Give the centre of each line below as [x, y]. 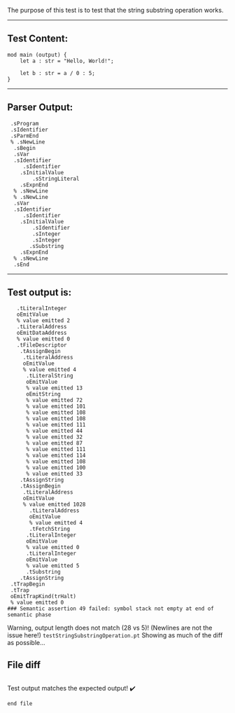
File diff [24, 665]
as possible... [26, 643]
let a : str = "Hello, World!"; [67, 61]
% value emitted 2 [43, 321]
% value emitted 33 [54, 474]
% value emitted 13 [54, 388]
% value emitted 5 [52, 566]
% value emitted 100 [56, 468]
